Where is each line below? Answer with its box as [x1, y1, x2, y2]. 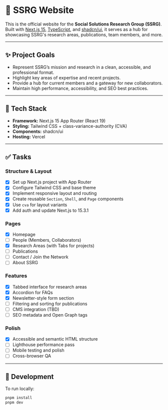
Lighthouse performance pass [12, 342, 75, 348]
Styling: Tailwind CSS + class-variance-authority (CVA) [12, 123, 127, 129]
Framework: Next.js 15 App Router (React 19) [12, 117, 106, 124]
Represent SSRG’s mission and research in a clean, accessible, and [12, 64, 151, 70]
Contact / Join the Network [12, 254, 68, 260]
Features [5, 272, 27, 279]
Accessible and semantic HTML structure [12, 336, 98, 342]
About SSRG [12, 260, 38, 266]
